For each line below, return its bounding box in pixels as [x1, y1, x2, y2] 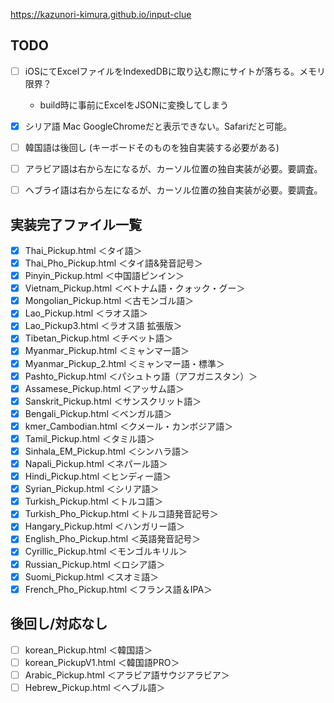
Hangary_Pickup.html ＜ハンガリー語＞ [24, 520, 186, 533]
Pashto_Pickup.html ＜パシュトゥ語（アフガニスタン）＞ [24, 370, 258, 382]
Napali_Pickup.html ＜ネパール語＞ [24, 458, 168, 469]
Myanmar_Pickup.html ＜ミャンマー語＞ [24, 345, 190, 357]
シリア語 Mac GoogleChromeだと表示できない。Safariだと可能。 [24, 120, 293, 132]
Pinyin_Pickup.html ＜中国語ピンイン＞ [24, 270, 185, 282]
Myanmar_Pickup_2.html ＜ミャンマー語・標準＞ [24, 357, 225, 369]
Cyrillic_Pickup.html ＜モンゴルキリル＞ [24, 545, 188, 558]
